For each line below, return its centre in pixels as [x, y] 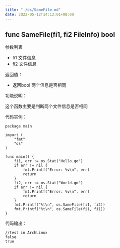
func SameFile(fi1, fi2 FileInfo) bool [60, 35]
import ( [14, 135]
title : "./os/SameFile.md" [33, 10]
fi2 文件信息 [24, 64]
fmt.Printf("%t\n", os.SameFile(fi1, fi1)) [60, 209]
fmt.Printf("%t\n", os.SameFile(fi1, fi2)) [60, 205]
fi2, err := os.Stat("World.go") [49, 183]
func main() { [20, 157]
